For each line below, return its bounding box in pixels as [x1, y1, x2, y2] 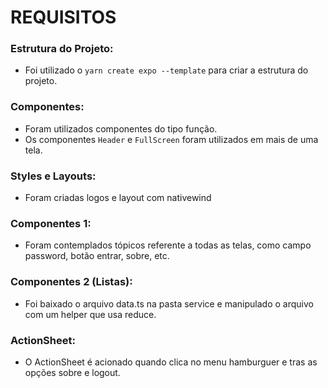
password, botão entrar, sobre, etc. [24, 250, 170, 262]
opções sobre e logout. [24, 366, 121, 378]
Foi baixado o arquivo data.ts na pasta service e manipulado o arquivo [24, 297, 314, 310]
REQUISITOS [10, 6, 117, 29]
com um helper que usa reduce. [24, 308, 157, 320]
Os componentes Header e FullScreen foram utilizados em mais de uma [24, 133, 319, 145]
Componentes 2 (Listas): [10, 275, 133, 289]
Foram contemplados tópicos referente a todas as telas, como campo [24, 239, 312, 251]
